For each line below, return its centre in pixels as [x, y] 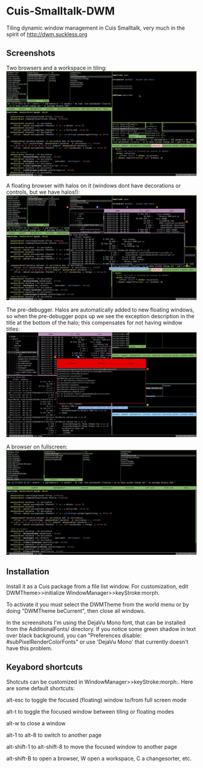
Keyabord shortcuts [45, 667]
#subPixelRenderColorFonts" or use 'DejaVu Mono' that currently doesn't [97, 642]
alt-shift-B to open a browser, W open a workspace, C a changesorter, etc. [99, 758]
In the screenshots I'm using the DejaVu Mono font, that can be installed [96, 622]
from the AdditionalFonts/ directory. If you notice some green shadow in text [101, 629]
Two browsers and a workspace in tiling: [56, 68]
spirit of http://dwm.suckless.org [47, 34]
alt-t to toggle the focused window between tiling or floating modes [90, 711]
